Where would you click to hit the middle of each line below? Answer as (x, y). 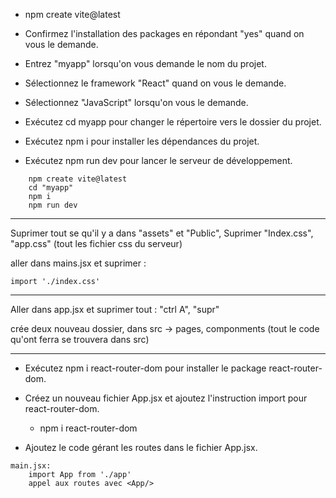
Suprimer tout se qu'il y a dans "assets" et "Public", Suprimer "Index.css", (162, 233)
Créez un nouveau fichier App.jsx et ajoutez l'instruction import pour (166, 398)
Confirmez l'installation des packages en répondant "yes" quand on (164, 33)
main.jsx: (31, 466)
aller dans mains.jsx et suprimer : (78, 263)
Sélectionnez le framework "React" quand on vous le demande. (155, 83)
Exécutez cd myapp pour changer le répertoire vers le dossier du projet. (173, 122)
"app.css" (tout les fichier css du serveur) (96, 243)
